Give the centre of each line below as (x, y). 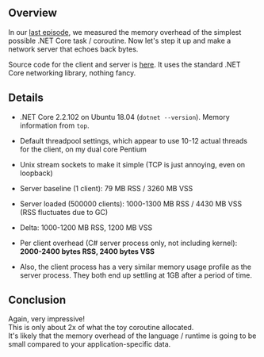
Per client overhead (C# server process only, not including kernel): (128, 243)
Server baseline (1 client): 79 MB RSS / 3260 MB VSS (106, 188)
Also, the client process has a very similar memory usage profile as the (136, 267)
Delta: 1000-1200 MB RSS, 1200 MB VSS (86, 227)
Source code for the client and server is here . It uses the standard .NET (124, 64)
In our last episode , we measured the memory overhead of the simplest (125, 32)
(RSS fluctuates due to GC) (64, 212)
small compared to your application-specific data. (90, 344)
